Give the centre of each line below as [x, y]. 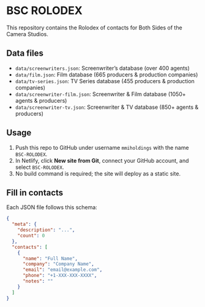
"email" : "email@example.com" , [62, 270]
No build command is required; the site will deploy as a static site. [98, 173]
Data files [25, 54]
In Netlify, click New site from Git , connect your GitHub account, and [102, 160]
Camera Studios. [28, 34]
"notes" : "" [38, 281]
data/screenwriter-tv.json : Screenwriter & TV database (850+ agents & [107, 107]
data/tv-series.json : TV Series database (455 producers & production [105, 81]
